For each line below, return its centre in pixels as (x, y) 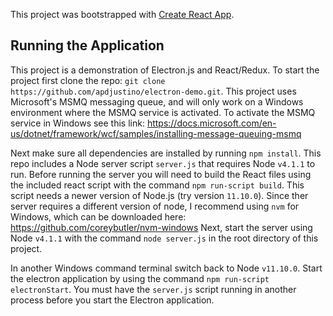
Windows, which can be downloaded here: (98, 216)
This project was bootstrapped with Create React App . (122, 14)
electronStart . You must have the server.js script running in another (153, 289)
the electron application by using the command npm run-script (140, 278)
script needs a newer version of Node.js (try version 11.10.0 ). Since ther (159, 195)
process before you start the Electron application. (112, 300)
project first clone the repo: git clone (88, 80)
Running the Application (87, 45)
